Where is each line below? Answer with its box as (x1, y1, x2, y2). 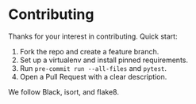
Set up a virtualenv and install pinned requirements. (19, 55, 189, 65)
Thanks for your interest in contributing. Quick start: (8, 32, 178, 41)
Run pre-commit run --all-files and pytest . (19, 63, 167, 72)
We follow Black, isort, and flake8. (8, 87, 119, 96)
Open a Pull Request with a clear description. (19, 72, 167, 81)
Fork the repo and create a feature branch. (19, 46, 159, 56)
